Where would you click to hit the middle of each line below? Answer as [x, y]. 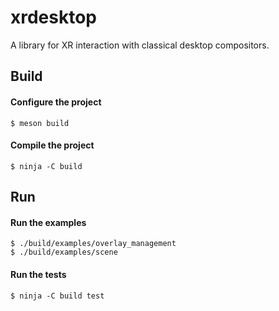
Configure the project [56, 102]
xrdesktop [54, 17]
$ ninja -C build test [57, 296]
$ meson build [40, 123]
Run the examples [48, 222]
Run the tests [38, 274]
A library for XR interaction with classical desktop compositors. [140, 45]
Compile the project [52, 145]
